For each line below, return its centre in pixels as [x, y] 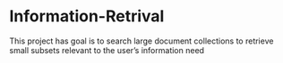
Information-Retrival [87, 16]
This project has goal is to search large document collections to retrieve [141, 41]
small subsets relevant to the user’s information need [107, 50]
